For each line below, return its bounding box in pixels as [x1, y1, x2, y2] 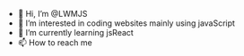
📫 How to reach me [17, 37, 92, 48]
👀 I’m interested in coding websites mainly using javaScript [17, 18, 236, 28]
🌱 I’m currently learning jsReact [17, 28, 135, 37]
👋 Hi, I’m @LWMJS [17, 9, 88, 19]
